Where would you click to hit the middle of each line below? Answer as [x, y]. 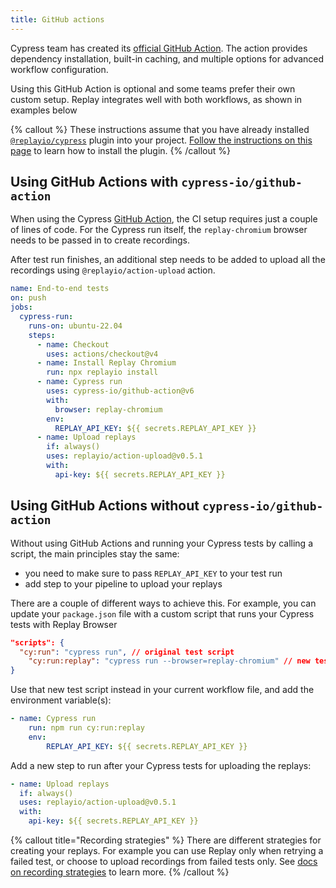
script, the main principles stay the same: [95, 553]
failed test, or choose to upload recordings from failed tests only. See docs [164, 861]
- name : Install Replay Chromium [106, 363]
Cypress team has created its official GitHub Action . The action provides [159, 48]
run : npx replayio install [102, 372]
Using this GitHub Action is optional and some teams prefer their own [153, 88]
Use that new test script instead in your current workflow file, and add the [162, 690]
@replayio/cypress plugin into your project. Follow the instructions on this [161, 140]
